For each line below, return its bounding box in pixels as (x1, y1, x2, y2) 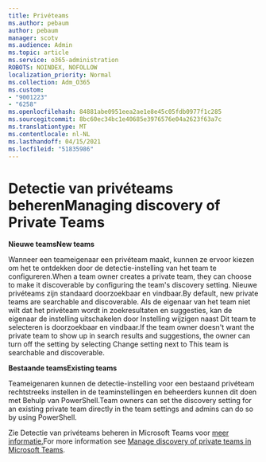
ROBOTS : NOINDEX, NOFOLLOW (8, 64, 98, 72)
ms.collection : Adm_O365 (8, 78, 91, 86)
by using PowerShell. (8, 413, 77, 422)
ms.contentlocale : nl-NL (8, 130, 91, 138)
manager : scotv (8, 33, 59, 42)
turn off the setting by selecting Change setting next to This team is (8, 339, 229, 349)
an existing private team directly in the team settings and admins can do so (8, 404, 254, 414)
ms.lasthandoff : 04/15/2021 (8, 137, 102, 146)
